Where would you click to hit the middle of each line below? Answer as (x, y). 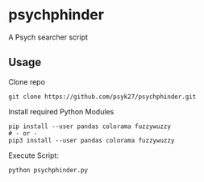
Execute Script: (33, 155)
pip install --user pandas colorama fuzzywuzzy (90, 126)
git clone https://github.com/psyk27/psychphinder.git (102, 97)
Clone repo (27, 81)
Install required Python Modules (61, 111)
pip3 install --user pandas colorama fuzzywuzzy (92, 140)
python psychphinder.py (48, 170)
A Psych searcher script (48, 37)
